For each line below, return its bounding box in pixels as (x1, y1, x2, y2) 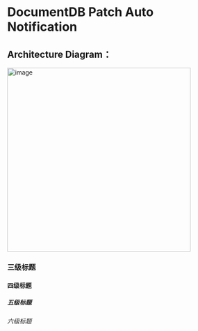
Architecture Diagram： (7, 48, 113, 60)
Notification (7, 19, 78, 35)
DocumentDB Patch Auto (7, 4, 154, 20)
